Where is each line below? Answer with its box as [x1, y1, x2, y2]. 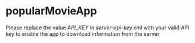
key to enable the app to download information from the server [5, 30, 160, 37]
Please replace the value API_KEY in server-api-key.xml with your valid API [5, 24, 190, 31]
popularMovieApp [5, 4, 97, 18]
